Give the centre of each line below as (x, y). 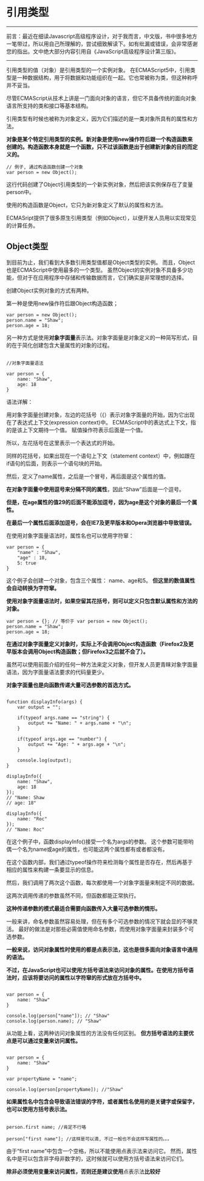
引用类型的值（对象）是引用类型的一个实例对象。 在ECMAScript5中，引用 (98, 70)
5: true (27, 563)
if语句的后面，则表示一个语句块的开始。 (56, 463)
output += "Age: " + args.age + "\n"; (77, 744)
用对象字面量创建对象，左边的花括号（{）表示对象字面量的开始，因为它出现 (100, 415)
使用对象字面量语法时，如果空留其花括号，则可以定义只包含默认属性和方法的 (102, 601)
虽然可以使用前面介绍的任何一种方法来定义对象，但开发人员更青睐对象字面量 (102, 664)
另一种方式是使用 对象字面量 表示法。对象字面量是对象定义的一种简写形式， (99, 338)
